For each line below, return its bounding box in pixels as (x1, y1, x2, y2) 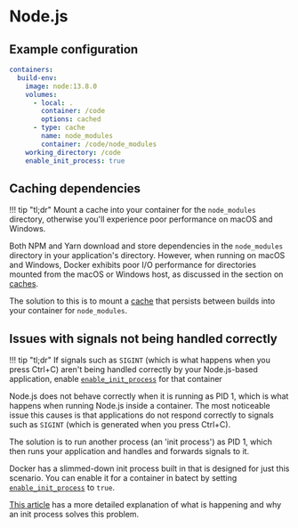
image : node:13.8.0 (25, 82, 98, 91)
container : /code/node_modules (41, 140, 157, 149)
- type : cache (32, 123, 86, 133)
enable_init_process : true (25, 156, 125, 166)
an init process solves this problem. (9, 509, 140, 520)
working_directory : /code (25, 148, 122, 157)
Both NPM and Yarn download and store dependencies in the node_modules (9, 240, 283, 251)
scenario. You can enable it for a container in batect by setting (9, 473, 238, 483)
